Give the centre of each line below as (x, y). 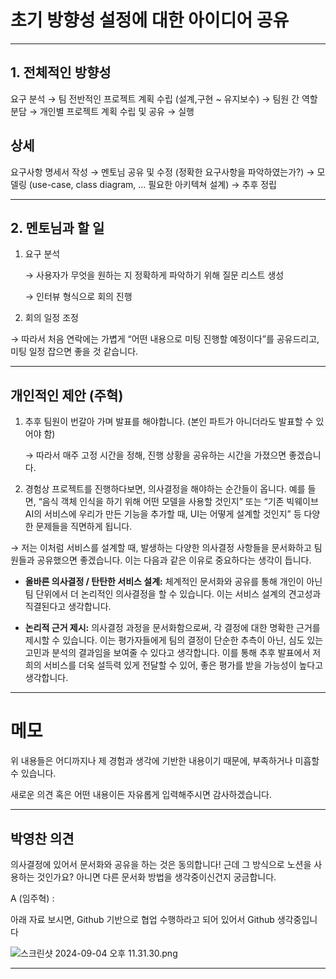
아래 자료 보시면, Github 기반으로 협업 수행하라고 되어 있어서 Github (142, 919)
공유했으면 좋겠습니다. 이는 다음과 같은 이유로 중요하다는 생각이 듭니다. (174, 560)
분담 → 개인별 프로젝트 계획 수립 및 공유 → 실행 (102, 111)
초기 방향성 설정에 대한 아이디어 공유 (150, 20)
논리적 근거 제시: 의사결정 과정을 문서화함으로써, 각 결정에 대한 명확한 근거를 (172, 628)
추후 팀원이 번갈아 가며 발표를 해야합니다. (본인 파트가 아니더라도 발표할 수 (169, 422)
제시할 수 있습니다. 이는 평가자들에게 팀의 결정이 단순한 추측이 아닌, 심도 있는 (174, 640)
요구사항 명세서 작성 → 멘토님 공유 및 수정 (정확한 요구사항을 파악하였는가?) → (162, 172)
